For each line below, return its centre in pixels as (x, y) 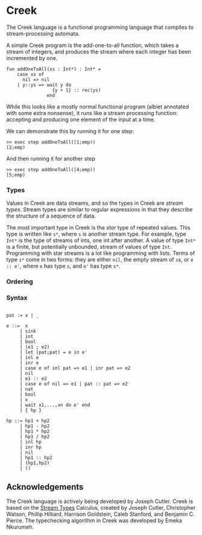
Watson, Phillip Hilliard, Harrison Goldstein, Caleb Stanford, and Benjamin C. (100, 514)
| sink (28, 331)
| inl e (29, 358)
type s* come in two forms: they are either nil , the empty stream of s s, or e (100, 260)
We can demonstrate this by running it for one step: (70, 131)
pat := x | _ (23, 316)
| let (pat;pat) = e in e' (53, 352)
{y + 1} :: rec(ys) (77, 90)
